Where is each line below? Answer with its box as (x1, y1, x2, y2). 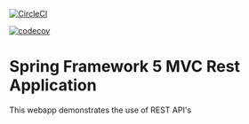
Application (9, 75, 97, 96)
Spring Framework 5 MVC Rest (9, 57, 241, 77)
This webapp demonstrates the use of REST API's (9, 105, 192, 115)
